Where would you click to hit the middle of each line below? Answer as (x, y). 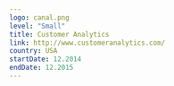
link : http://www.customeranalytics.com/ (87, 43)
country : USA (33, 51)
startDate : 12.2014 (46, 59)
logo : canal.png (39, 17)
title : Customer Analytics (59, 34)
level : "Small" (37, 26)
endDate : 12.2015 (41, 68)
